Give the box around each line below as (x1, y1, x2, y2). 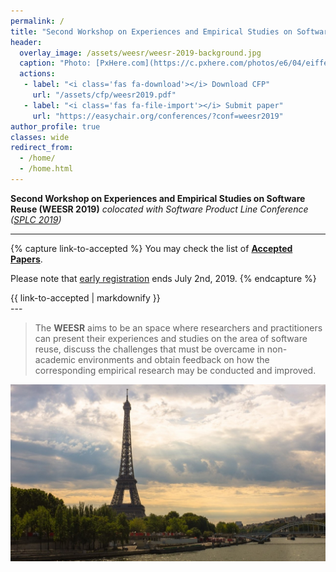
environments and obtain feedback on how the (77, 353, 270, 365)
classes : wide (10, 132, 70, 142)
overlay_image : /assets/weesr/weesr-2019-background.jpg (19, 48, 262, 58)
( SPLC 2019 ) (10, 213, 62, 225)
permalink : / (10, 16, 65, 26)
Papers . (10, 253, 43, 265)
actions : (19, 69, 56, 79)
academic (34, 353, 77, 365)
